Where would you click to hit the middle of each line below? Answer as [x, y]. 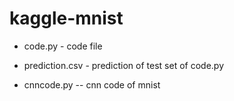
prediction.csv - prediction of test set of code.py [124, 65]
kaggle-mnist [66, 18]
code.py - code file [63, 46]
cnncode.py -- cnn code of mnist [92, 84]
